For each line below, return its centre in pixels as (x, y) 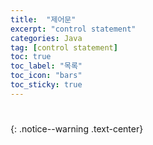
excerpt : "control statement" (73, 29)
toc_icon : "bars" (46, 76)
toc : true (31, 57)
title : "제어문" (43, 19)
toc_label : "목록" (46, 66)
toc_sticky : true (46, 85)
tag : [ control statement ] (64, 47)
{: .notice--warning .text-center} (77, 128)
